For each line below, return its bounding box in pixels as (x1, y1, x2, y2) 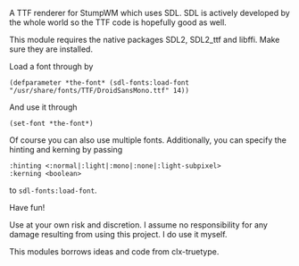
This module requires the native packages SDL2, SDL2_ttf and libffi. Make (9, 35, 280, 45)
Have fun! (9, 203, 46, 212)
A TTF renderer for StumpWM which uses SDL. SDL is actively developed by (9, 8, 290, 18)
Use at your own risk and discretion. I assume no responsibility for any (9, 220, 268, 230)
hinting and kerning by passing (9, 145, 123, 154)
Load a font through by (9, 62, 94, 71)
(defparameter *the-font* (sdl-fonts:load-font (9, 79, 190, 87)
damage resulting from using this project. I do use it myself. (9, 229, 228, 239)
